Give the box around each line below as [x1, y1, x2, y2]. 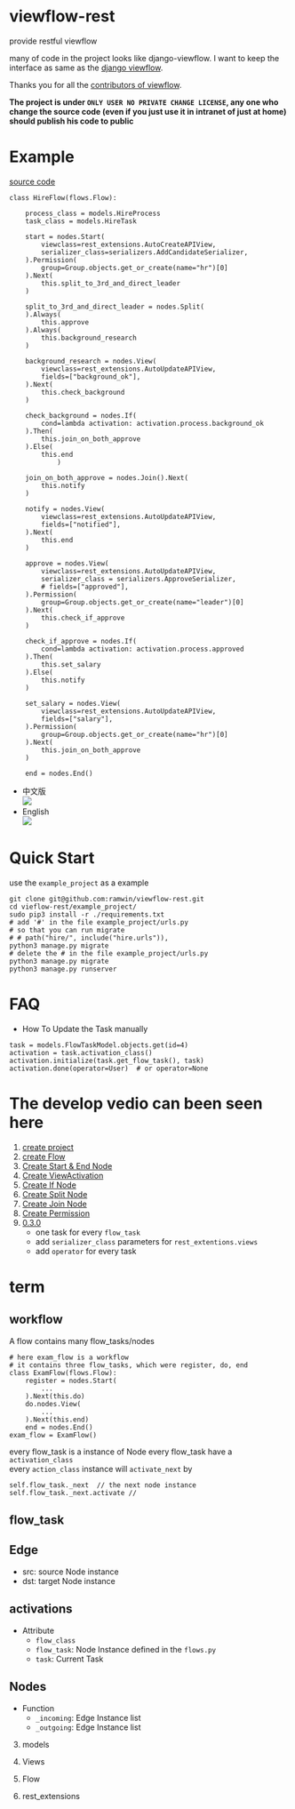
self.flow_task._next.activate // [9, 1488, 138, 1497]
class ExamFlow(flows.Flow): [9, 1368, 117, 1377]
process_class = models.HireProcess [25, 209, 162, 218]
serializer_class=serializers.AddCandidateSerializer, [41, 247, 249, 257]
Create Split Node [21, 1189, 88, 1199]
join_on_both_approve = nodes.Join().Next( [25, 473, 189, 482]
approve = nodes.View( [25, 558, 109, 568]
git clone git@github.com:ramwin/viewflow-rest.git [9, 894, 204, 903]
